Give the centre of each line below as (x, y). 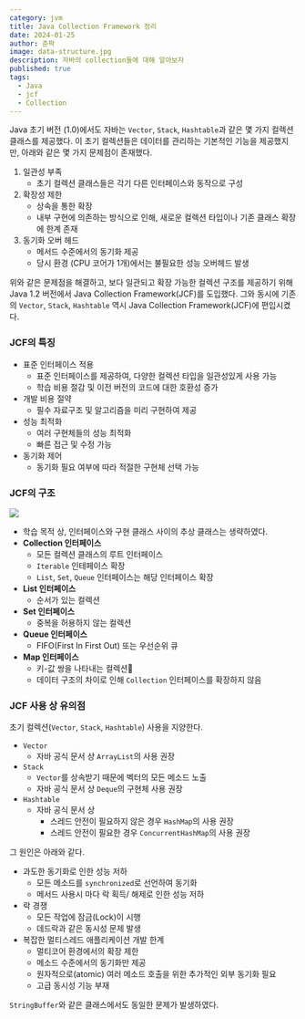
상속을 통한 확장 (64, 206)
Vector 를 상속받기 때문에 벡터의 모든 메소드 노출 (122, 777)
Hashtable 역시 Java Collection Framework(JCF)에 (166, 306)
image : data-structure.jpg (61, 52)
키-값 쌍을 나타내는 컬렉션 (85, 668)
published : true (40, 69)
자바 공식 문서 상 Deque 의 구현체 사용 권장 (110, 789)
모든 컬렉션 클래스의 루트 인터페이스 (100, 554)
